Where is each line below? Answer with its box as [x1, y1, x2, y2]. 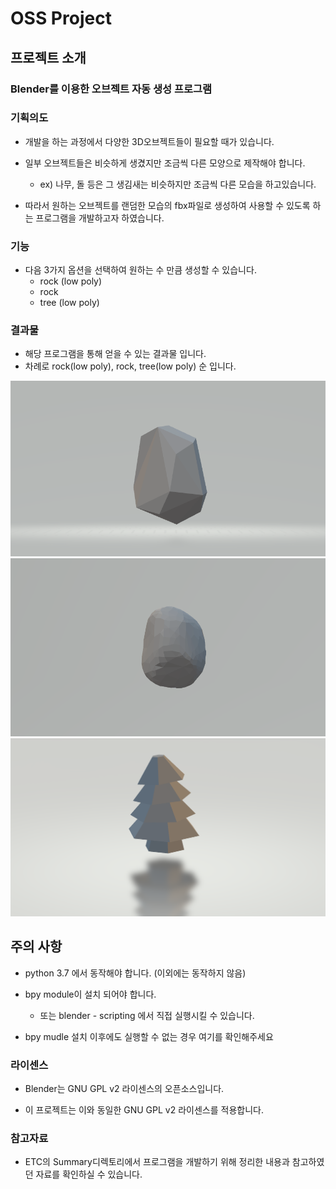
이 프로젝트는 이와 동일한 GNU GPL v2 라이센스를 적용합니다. [24, 1103, 264, 1116]
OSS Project [10, 7, 112, 30]
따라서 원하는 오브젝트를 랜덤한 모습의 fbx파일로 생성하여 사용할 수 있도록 [24, 199, 311, 211]
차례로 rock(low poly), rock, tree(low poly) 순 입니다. [24, 360, 237, 372]
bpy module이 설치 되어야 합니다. [24, 988, 157, 1000]
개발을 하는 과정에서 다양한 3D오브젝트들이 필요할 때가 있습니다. [24, 135, 275, 147]
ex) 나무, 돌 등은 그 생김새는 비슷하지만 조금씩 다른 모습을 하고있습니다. [39, 178, 317, 190]
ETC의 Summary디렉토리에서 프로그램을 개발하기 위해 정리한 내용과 [24, 1156, 290, 1168]
